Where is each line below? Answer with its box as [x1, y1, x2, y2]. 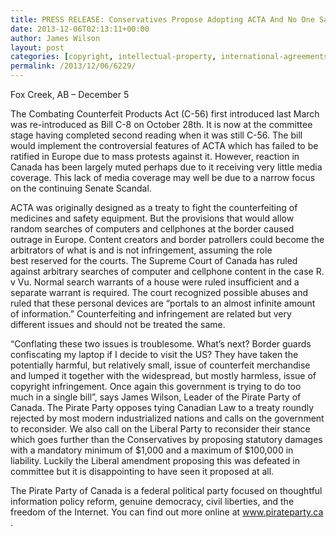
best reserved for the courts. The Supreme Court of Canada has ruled [10, 255, 298, 266]
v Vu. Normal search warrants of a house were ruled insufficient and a [10, 276, 300, 288]
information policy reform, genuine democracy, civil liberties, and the [10, 496, 295, 507]
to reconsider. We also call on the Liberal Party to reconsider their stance [10, 423, 311, 435]
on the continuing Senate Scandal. [10, 182, 152, 194]
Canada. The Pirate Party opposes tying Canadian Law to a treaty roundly [10, 402, 315, 413]
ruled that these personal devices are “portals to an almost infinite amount [10, 297, 316, 309]
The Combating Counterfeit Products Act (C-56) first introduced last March [10, 108, 320, 120]
